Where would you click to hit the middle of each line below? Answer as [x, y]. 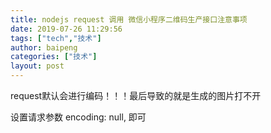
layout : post [37, 66]
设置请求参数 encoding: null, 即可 [78, 117]
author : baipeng [44, 47]
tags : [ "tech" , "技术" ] [56, 38]
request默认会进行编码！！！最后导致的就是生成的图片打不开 [136, 95]
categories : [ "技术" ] [54, 57]
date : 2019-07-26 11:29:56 [66, 29]
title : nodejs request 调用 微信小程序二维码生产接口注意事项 [129, 19]
